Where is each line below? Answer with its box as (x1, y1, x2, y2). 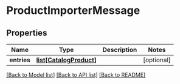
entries (9, 56, 30, 64)
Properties (6, 28, 47, 38)
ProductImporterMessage (6, 4, 140, 18)
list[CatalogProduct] (36, 56, 97, 64)
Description (102, 46, 137, 54)
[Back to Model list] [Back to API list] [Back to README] (6, 71, 146, 79)
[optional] (142, 56, 171, 64)
